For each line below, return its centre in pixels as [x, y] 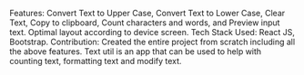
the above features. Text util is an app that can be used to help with [136, 52]
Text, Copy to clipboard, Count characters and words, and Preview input [145, 23]
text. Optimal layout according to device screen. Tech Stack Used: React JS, [152, 32]
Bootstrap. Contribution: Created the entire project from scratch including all [152, 42]
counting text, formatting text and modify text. [96, 61]
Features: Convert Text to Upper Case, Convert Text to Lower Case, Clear [147, 13]
